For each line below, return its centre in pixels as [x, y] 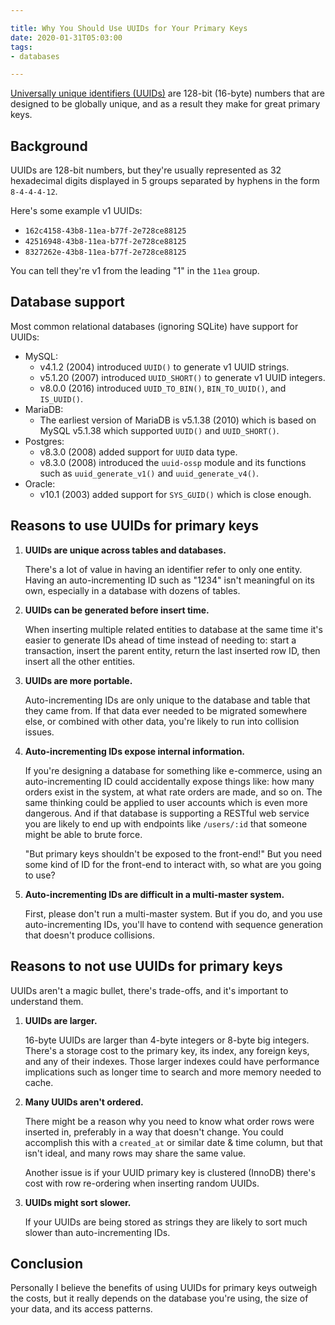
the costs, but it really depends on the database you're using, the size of [159, 1298]
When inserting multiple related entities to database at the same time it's [173, 629]
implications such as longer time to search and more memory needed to [173, 1072]
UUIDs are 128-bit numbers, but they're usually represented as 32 [146, 170]
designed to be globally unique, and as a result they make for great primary [165, 104]
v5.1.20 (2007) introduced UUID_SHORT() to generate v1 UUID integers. [182, 377]
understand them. [47, 1001]
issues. [39, 732]
